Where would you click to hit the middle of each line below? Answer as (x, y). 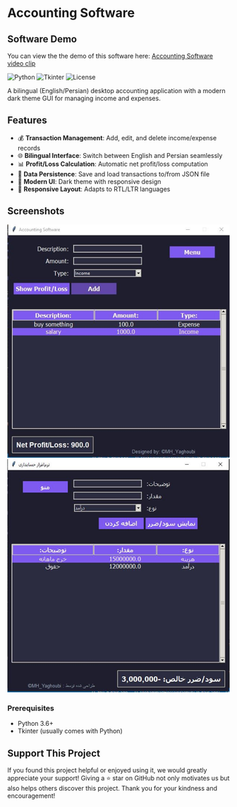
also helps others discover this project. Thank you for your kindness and (112, 788)
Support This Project (54, 753)
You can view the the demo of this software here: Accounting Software (110, 56)
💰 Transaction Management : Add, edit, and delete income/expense (117, 138)
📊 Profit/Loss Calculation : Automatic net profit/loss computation (113, 164)
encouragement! (31, 796)
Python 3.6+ (36, 724)
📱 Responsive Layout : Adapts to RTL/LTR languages (94, 189)
